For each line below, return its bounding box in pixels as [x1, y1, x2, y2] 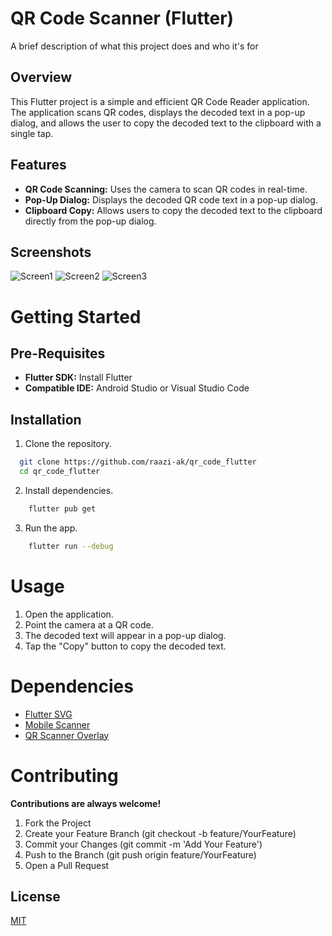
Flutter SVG [24, 708, 73, 720]
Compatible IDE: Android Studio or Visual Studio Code [24, 382, 250, 394]
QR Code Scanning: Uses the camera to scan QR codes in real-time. [24, 183, 308, 195]
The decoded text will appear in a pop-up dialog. [24, 629, 227, 641]
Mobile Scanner [24, 718, 91, 731]
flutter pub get [28, 503, 97, 514]
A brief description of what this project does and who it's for [10, 40, 259, 52]
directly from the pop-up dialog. [24, 215, 157, 227]
